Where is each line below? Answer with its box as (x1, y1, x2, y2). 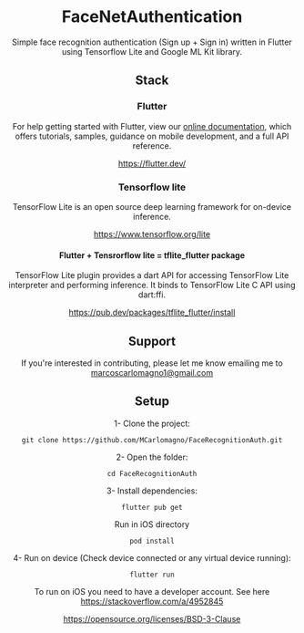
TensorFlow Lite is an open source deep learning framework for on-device (12, 201, 292, 212)
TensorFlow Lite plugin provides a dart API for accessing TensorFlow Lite (15, 270, 289, 281)
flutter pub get (121, 503, 183, 512)
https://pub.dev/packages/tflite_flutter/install (68, 307, 236, 318)
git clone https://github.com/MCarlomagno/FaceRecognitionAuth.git (21, 435, 283, 444)
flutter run (129, 570, 175, 579)
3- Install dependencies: (106, 485, 198, 496)
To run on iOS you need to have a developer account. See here (34, 586, 270, 597)
